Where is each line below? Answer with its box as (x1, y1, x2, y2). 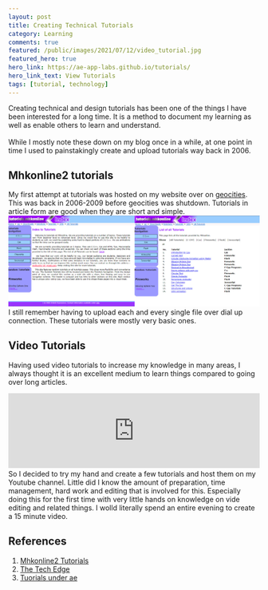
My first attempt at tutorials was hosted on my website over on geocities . (8, 190, 248, 200)
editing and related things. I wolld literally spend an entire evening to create (8, 503, 255, 513)
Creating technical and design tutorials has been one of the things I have (8, 103, 247, 113)
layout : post (8, 13, 52, 21)
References (8, 535, 67, 548)
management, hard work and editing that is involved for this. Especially (8, 485, 241, 495)
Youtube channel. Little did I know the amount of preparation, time (8, 477, 226, 487)
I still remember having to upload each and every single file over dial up (8, 307, 243, 317)
